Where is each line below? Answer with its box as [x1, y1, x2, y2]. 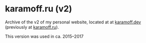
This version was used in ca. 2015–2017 [5, 33, 84, 39]
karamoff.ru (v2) [5, 3, 72, 14]
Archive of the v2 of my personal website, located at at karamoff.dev [5, 19, 141, 25]
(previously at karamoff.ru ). [5, 24, 59, 30]
